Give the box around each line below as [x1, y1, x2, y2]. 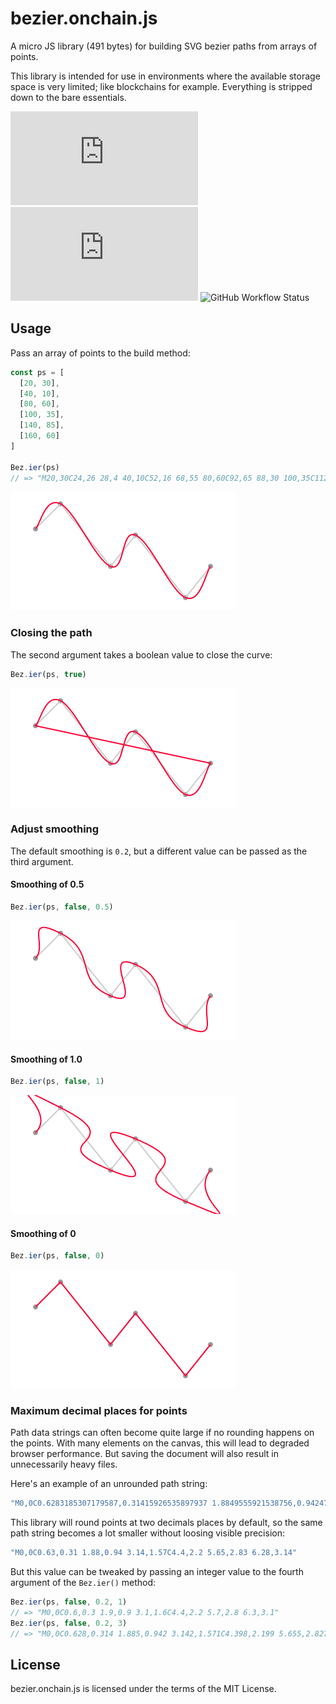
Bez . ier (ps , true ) [10, 669, 87, 679]
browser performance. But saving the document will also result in [10, 1448, 280, 1460]
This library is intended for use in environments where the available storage [10, 70, 321, 82]
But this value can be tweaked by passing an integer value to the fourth [10, 1566, 304, 1578]
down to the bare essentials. [10, 91, 127, 103]
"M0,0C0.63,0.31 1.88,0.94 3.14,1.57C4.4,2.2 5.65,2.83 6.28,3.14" [10, 1548, 298, 1558]
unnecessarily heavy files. [10, 1458, 118, 1471]
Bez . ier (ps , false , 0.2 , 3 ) [10, 1618, 128, 1628]
